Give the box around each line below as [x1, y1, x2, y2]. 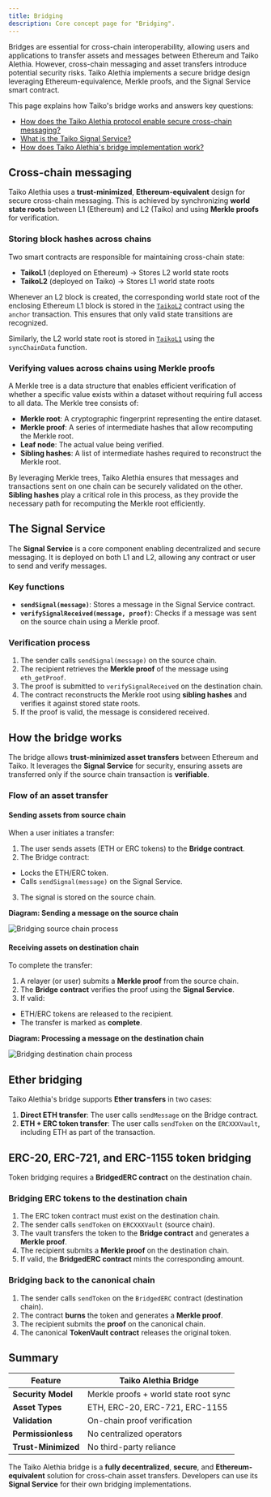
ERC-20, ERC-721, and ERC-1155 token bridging [8, 1150, 252, 1165]
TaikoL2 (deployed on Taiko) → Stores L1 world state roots [19, 276, 215, 286]
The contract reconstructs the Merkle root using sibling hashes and [19, 690, 248, 700]
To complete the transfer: [8, 960, 93, 970]
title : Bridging [8, 11, 63, 20]
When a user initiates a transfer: [8, 828, 115, 838]
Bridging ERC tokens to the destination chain [8, 1193, 188, 1204]
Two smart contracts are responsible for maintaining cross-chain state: [8, 252, 245, 261]
